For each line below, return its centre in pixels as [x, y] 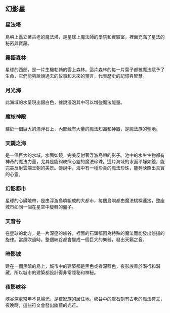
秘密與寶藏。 [18, 43]
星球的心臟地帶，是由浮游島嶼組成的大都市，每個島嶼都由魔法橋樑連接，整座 [85, 201]
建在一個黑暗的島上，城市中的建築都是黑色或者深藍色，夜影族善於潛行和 [80, 266]
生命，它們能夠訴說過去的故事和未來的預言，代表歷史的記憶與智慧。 [76, 76]
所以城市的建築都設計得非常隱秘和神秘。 [56, 272]
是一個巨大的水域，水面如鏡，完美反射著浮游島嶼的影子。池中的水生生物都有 [85, 155]
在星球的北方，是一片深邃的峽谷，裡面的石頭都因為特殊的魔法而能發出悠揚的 [85, 233]
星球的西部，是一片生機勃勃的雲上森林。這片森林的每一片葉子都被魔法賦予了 [85, 69]
